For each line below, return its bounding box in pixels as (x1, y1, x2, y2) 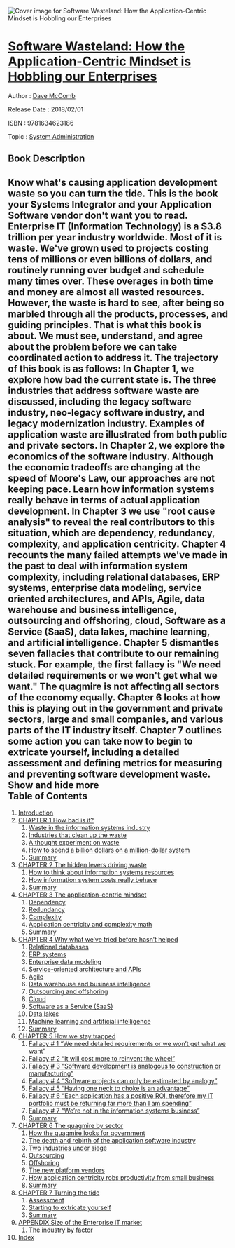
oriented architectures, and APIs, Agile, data (8, 592, 205, 604)
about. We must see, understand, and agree (8, 330, 204, 341)
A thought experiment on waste (28, 839, 120, 847)
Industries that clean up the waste (28, 831, 127, 839)
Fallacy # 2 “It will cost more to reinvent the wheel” (28, 1054, 176, 1063)
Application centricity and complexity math (28, 921, 152, 929)
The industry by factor (28, 1226, 93, 1234)
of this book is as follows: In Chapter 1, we (8, 362, 194, 374)
